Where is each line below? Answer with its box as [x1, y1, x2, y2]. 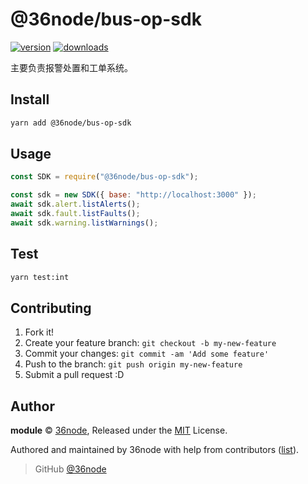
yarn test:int [10, 272, 70, 282]
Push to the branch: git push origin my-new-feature [24, 358, 243, 370]
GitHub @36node [34, 463, 107, 475]
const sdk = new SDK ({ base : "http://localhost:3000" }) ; [10, 190, 257, 200]
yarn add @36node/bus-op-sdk [10, 118, 132, 128]
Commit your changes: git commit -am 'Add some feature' [24, 348, 270, 360]
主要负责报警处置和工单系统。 [10, 61, 133, 73]
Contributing [10, 299, 92, 317]
